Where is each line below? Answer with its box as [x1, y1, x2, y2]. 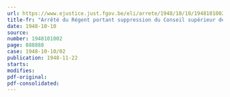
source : [7, 29, 29, 36]
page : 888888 [7, 42, 44, 48]
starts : [7, 61, 29, 68]
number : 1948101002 [7, 36, 63, 42]
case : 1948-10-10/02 [7, 48, 66, 55]
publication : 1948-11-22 [7, 55, 78, 61]
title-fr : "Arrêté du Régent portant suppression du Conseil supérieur [7, 16, 216, 23]
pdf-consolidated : [7, 80, 60, 87]
